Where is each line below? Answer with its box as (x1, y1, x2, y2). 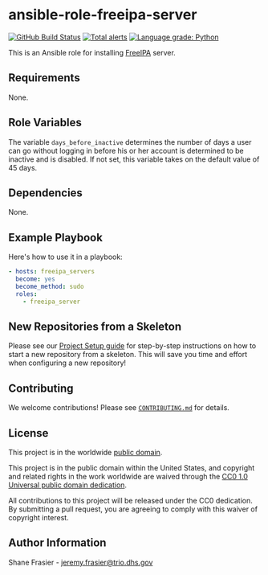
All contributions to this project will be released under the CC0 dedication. (8, 496, 253, 505)
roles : (15, 290, 38, 298)
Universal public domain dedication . (8, 480, 127, 490)
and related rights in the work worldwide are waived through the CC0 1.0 (8, 472, 249, 481)
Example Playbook (8, 231, 103, 244)
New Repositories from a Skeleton (8, 319, 182, 333)
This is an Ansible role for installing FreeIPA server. (8, 47, 177, 57)
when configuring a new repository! (8, 358, 127, 368)
